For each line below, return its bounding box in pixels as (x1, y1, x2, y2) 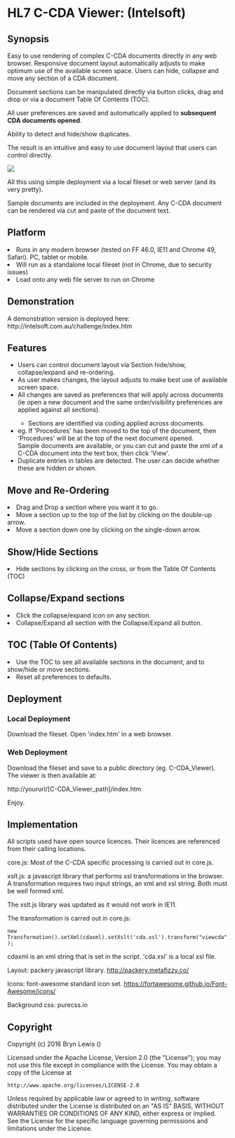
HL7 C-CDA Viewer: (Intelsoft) (7, 5, 186, 21)
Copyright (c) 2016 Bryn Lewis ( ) (7, 1040, 102, 1049)
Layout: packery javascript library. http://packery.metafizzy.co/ (7, 966, 189, 975)
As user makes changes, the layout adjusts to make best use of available (17, 376, 228, 384)
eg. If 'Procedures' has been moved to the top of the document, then (17, 427, 217, 435)
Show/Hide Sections (7, 546, 99, 558)
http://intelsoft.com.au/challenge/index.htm (7, 321, 133, 330)
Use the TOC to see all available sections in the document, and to (16, 658, 205, 666)
